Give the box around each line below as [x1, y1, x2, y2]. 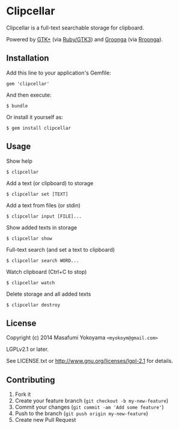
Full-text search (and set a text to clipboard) [6, 246, 115, 253]
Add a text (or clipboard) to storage [6, 179, 94, 187]
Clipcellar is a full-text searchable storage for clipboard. [6, 24, 144, 31]
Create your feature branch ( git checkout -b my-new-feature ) [14, 397, 169, 404]
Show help [6, 157, 33, 165]
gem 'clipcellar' [6, 81, 50, 87]
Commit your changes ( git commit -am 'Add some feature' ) [14, 404, 164, 411]
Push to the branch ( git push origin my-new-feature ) [14, 410, 148, 417]
